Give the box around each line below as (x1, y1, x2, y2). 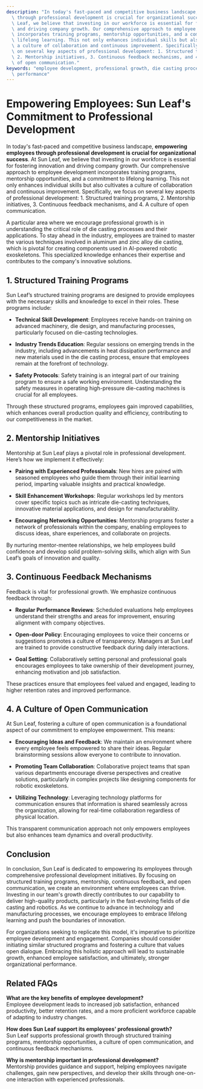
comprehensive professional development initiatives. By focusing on (6, 871, 176, 879)
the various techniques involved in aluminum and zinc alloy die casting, (6, 238, 183, 246)
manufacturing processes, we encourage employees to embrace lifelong (6, 910, 187, 917)
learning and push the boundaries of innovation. (6, 917, 126, 924)
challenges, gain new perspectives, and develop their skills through (6, 1070, 174, 1077)
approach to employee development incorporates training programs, (6, 169, 177, 176)
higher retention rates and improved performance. (6, 686, 131, 694)
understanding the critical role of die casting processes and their (6, 226, 167, 233)
